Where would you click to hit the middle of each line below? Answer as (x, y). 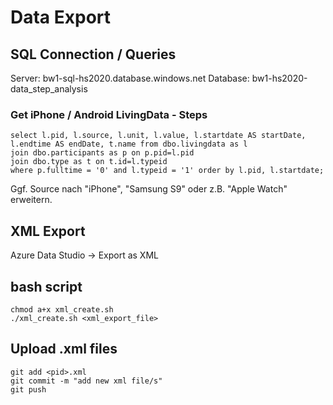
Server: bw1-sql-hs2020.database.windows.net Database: (130, 78)
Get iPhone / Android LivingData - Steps (109, 114)
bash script (46, 286)
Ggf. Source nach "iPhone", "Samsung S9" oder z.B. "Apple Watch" (149, 189)
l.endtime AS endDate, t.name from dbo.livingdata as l (129, 144)
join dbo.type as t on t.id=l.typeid (89, 162)
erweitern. (31, 200)
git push (28, 389)
